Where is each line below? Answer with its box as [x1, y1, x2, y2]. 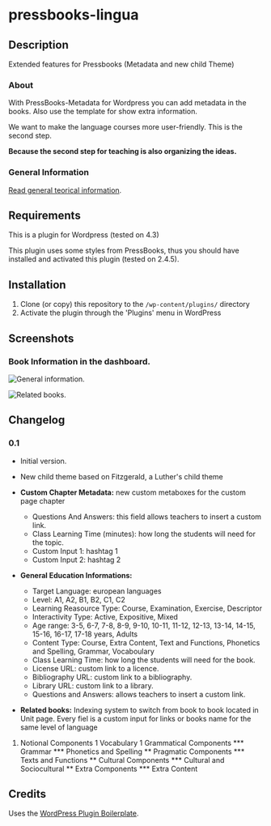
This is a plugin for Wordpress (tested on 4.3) [8, 230, 159, 240]
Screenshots [8, 331, 74, 345]
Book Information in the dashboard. [8, 356, 151, 367]
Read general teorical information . [8, 185, 122, 195]
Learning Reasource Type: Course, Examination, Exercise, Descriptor [32, 603, 263, 613]
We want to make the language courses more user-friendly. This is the [8, 122, 243, 132]
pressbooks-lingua [8, 6, 139, 24]
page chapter [19, 496, 66, 505]
